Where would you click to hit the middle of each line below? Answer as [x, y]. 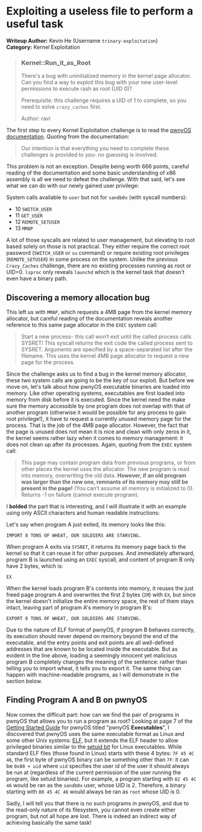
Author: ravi [36, 118]
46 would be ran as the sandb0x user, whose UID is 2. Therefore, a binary [96, 785]
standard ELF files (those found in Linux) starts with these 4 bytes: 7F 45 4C [100, 753]
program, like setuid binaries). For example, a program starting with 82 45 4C [101, 779]
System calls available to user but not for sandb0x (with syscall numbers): [96, 197]
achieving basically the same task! [49, 822]
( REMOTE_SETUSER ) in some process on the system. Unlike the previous [92, 259]
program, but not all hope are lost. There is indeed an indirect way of [91, 816]
